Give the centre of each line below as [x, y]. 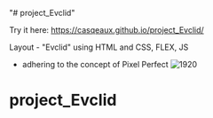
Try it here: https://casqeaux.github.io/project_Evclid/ [106, 30]
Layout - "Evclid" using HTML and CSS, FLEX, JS [99, 47]
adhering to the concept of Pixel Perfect [95, 64]
